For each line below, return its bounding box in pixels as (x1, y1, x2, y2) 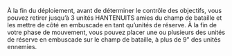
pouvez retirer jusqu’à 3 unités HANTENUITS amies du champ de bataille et (7, 14, 222, 22)
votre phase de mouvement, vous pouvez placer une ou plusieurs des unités (7, 28, 226, 36)
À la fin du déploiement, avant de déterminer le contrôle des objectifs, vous (7, 7, 222, 14)
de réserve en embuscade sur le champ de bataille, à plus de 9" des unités (7, 36, 221, 44)
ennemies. (7, 43, 37, 51)
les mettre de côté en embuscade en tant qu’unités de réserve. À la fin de (7, 21, 217, 29)
